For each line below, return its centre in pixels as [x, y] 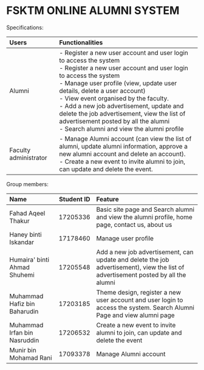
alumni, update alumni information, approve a [124, 146]
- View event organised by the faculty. [114, 98]
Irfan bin [21, 332]
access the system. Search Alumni [145, 307]
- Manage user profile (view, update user [118, 83]
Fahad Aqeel [27, 213]
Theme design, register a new [138, 292]
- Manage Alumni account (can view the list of [125, 139]
